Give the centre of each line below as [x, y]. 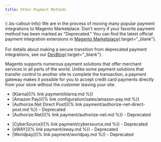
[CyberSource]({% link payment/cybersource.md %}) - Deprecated [80, 124]
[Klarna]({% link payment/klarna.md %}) [53, 94]
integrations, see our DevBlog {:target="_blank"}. [54, 54]
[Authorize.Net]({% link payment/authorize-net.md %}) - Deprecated [81, 114]
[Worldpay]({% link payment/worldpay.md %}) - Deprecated [73, 134]
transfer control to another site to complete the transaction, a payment [76, 74]
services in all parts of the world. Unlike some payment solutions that [74, 69]
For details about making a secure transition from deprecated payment [76, 49]
